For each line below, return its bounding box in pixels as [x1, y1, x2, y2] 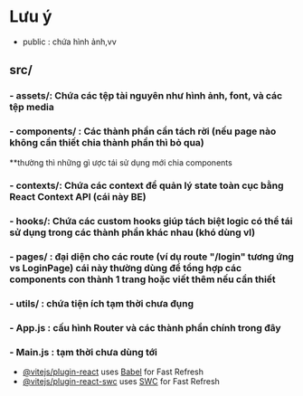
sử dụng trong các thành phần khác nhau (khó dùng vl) [9, 226, 256, 239]
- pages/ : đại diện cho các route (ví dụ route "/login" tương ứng [9, 250, 294, 263]
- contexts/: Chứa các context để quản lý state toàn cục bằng [9, 179, 284, 192]
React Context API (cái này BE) [9, 191, 147, 203]
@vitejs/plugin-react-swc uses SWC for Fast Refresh [22, 376, 220, 387]
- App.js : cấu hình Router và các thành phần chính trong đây [9, 322, 282, 335]
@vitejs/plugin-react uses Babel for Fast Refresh [22, 366, 204, 377]
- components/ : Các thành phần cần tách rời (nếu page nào [9, 125, 277, 137]
